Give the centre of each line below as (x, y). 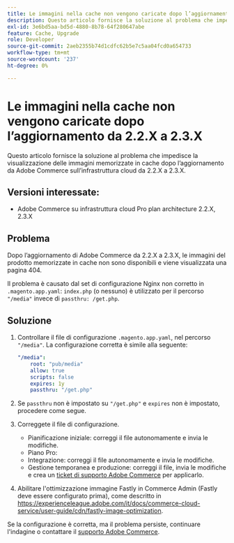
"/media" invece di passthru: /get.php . (63, 298)
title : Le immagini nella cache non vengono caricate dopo (95, 14)
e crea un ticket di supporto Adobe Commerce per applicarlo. (116, 475)
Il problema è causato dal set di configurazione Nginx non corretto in (106, 284)
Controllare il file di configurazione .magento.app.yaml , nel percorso (114, 337)
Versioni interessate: (53, 192)
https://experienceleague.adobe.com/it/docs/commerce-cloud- (109, 503)
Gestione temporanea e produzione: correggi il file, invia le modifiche (127, 468)
